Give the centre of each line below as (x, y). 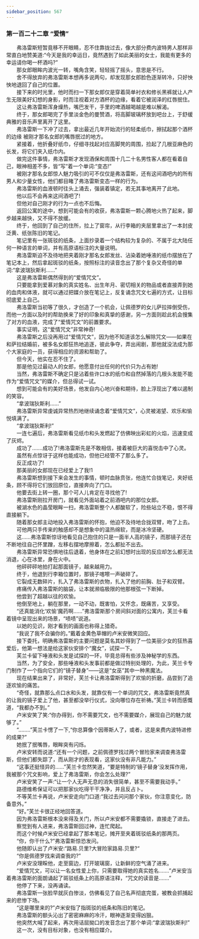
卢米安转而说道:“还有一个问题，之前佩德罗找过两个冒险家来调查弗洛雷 (101, 752)
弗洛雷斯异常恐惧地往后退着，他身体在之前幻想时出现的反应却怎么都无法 (105, 552)
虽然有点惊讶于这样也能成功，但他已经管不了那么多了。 (84, 455)
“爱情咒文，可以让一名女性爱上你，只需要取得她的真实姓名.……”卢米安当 (104, 870)
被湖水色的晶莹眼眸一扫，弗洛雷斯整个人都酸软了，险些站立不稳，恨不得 (105, 507)
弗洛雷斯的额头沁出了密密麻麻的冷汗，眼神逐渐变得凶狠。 (86, 915)
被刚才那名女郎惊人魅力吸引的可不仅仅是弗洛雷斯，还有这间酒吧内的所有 (105, 173)
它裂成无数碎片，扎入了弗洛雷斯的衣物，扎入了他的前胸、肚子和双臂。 (102, 581)
